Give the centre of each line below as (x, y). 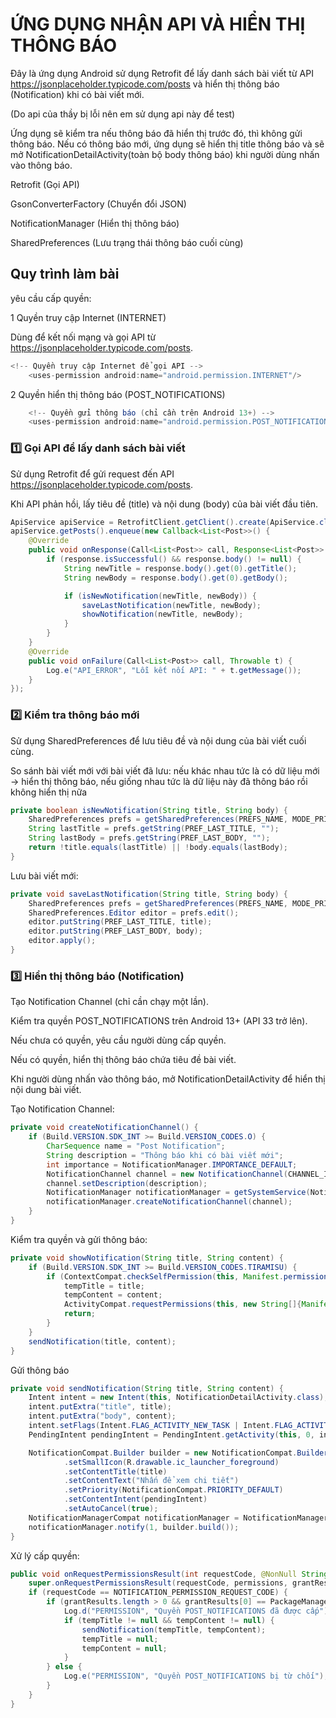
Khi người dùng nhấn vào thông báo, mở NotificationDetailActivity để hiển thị (168, 1079)
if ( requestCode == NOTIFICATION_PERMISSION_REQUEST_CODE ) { (158, 1593)
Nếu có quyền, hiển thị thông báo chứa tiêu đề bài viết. (123, 1060)
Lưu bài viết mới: (44, 875)
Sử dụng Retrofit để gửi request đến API (92, 474)
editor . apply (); (62, 941)
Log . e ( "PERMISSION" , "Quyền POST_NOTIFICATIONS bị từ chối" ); (196, 1676)
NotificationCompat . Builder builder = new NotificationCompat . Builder (178, 1453)
